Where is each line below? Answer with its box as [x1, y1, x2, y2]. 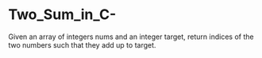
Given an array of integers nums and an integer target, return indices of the [8, 32, 254, 41]
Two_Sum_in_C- [8, 6, 117, 24]
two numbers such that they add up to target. [8, 40, 156, 49]
